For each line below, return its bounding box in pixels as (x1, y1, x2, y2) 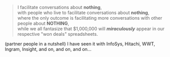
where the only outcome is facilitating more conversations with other (17, 15, 162, 21)
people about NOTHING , (17, 20, 70, 26)
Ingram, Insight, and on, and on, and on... (5, 46, 92, 52)
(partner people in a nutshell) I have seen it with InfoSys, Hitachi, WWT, (5, 41, 156, 47)
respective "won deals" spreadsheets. (17, 31, 98, 37)
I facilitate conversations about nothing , (17, 5, 102, 10)
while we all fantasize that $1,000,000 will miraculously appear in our (17, 26, 165, 32)
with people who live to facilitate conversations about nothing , (17, 10, 150, 16)
